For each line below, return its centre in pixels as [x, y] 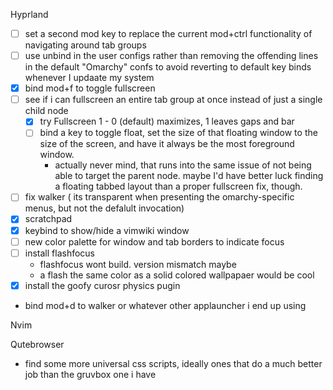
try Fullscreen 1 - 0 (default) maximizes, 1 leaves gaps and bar [167, 121]
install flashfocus [59, 253]
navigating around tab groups [85, 45]
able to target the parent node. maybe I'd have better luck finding [189, 176]
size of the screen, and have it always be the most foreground [167, 144]
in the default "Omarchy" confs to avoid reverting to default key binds [168, 67]
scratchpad [48, 219]
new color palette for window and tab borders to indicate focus [154, 241]
